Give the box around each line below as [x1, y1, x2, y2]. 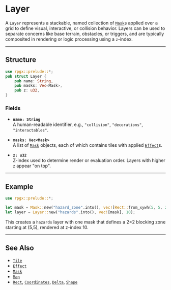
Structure [5, 55, 37, 64]
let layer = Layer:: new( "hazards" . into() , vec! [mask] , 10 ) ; [5, 209, 136, 215]
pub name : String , [14, 78, 53, 84]
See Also [5, 244, 34, 252]
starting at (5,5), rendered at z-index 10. [5, 224, 89, 230]
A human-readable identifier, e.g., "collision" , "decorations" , [12, 121, 144, 127]
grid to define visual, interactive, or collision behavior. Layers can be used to [5, 25, 165, 31]
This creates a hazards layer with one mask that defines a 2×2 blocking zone [5, 219, 166, 225]
